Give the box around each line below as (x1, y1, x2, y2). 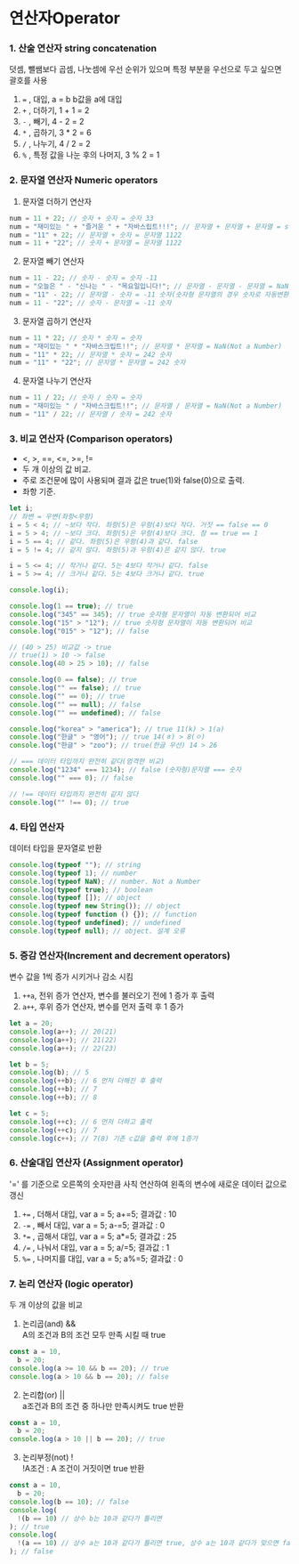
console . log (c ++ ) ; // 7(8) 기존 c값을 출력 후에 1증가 (9, 1134, 198, 1143)
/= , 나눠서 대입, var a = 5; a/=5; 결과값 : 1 (21, 1242, 170, 1252)
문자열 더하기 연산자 (21, 196, 92, 207)
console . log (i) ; (9, 586, 69, 595)
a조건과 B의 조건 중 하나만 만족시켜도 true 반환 (21, 1400, 184, 1411)
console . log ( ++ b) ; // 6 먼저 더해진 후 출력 (9, 1076, 162, 1086)
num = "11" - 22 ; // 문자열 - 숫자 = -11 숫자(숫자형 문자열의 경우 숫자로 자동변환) (9, 290, 294, 299)
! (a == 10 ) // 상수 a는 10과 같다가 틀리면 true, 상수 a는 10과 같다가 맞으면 (17, 1539, 279, 1548)
